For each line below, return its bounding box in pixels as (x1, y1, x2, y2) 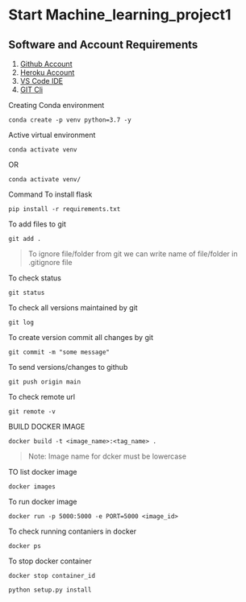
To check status (8, 273, 62, 283)
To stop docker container (8, 556, 92, 566)
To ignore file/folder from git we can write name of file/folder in (27, 249, 238, 259)
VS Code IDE (19, 77, 63, 85)
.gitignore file (27, 258, 73, 267)
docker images (8, 483, 56, 491)
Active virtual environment (8, 131, 96, 139)
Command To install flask (8, 189, 93, 199)
